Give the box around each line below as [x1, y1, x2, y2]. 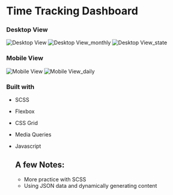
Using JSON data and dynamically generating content [23, 182, 157, 189]
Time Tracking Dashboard [6, 4, 138, 18]
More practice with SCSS [23, 175, 86, 183]
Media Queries [14, 131, 52, 138]
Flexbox [14, 108, 35, 115]
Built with [6, 83, 35, 91]
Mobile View [6, 54, 44, 62]
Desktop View [6, 26, 48, 34]
